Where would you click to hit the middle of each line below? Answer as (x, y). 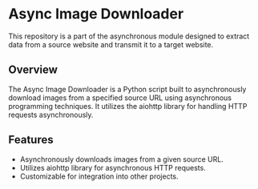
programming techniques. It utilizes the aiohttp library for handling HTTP (128, 106)
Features (31, 140)
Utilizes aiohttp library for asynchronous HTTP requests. (113, 167)
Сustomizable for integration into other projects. (99, 176)
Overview (33, 70)
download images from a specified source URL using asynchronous (120, 98)
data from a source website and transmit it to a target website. (111, 44)
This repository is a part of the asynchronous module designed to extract (129, 36)
